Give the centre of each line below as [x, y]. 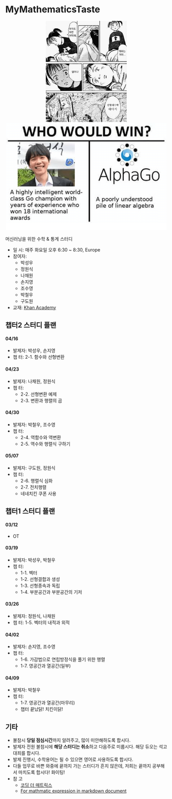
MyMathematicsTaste [53, 9]
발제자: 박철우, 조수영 [34, 424]
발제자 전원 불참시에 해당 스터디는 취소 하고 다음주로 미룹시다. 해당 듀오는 [85, 747]
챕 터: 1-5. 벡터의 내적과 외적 [41, 622]
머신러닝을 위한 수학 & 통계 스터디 [39, 239]
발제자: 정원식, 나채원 [34, 616]
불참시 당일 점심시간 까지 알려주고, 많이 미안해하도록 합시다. [72, 740]
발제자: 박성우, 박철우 [34, 560]
